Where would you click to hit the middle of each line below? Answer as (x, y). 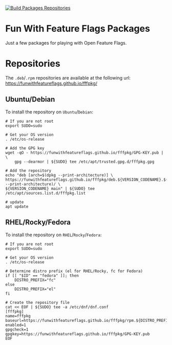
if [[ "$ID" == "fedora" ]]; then (42, 275)
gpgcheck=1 (17, 329)
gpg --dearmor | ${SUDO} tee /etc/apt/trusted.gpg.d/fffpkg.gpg (84, 162)
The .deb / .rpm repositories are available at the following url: (68, 78)
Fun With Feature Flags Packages (78, 29)
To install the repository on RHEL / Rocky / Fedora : (53, 235)
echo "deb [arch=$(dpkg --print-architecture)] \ (59, 175)
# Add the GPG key (25, 148)
